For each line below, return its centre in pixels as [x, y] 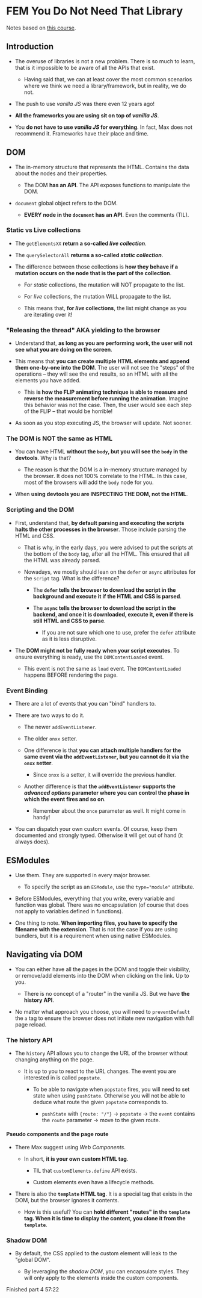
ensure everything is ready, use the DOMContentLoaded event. [89, 657]
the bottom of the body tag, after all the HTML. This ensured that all [106, 554]
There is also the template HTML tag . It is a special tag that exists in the [103, 1194]
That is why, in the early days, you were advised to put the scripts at [109, 547]
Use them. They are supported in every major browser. [83, 875]
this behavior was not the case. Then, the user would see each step [108, 405]
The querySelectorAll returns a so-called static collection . [89, 255]
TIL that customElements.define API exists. [85, 1171]
